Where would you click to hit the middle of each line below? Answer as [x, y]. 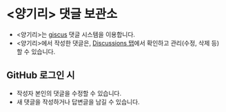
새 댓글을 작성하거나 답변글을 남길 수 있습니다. [78, 102]
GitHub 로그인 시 [41, 75]
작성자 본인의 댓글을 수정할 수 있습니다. [69, 93]
